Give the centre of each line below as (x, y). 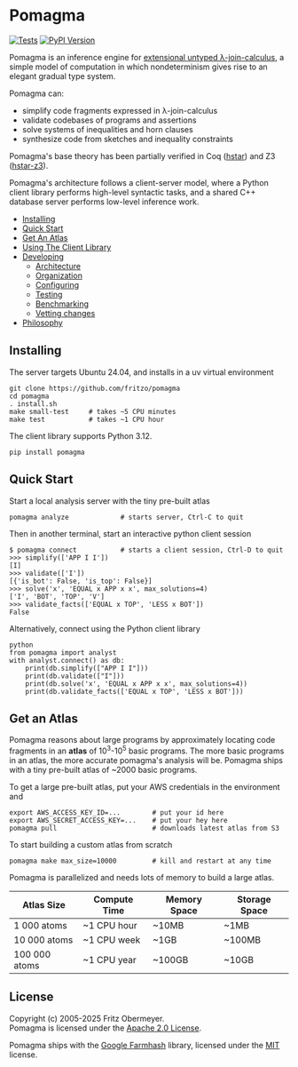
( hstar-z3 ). (29, 165)
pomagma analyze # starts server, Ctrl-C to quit (126, 517)
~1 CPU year (110, 960)
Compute (113, 900)
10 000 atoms (43, 940)
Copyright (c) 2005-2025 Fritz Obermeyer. (87, 1018)
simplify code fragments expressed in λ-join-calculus (120, 110)
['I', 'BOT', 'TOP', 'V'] (57, 596)
